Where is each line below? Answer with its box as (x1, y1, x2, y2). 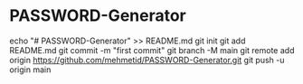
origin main (9, 64, 52, 75)
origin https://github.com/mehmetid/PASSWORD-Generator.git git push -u (9, 54, 285, 65)
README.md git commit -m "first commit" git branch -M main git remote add (9, 44, 295, 55)
